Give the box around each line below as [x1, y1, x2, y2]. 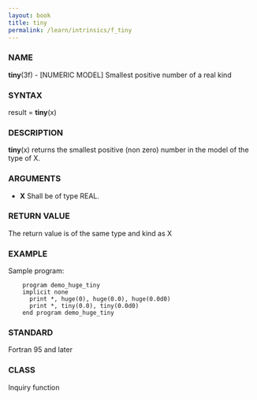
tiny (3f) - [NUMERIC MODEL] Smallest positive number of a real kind [8, 70, 232, 80]
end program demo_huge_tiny [22, 309, 114, 317]
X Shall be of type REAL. [19, 191, 100, 201]
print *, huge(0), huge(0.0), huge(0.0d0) [28, 295, 171, 303]
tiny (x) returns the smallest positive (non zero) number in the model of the [8, 145, 250, 154]
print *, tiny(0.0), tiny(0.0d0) [28, 302, 140, 310]
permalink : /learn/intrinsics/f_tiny [8, 26, 132, 34]
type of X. [8, 154, 41, 163]
